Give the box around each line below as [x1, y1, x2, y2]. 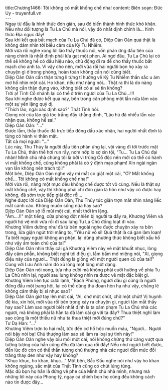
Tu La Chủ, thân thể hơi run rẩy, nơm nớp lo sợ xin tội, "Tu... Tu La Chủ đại [5, 149, 157, 155]
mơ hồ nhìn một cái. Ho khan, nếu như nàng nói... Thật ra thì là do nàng [5, 80, 152, 86]
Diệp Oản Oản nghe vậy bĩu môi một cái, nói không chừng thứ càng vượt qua [5, 336, 163, 342]
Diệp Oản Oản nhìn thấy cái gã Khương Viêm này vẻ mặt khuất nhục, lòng [5, 246, 157, 251]
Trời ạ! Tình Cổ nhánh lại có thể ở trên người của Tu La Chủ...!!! [5, 91, 134, 96]
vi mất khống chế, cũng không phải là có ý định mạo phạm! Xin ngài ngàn [5, 160, 157, 166]
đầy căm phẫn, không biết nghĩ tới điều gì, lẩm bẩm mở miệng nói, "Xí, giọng [5, 251, 163, 257]
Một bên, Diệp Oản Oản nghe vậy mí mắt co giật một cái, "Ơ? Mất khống [5, 171, 154, 176]
